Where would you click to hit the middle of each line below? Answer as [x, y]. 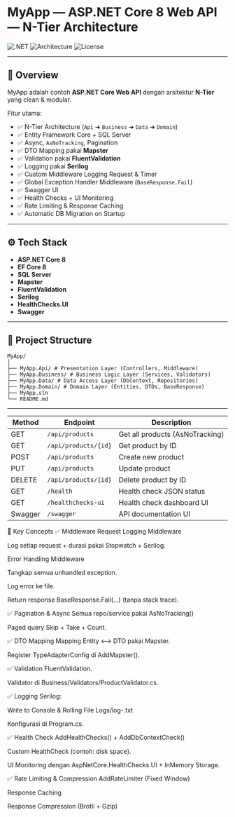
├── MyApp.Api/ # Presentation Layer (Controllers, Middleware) [103, 369]
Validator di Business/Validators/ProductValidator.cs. [83, 683]
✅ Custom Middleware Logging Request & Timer [87, 174]
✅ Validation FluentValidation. [50, 669]
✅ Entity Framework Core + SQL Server [74, 135]
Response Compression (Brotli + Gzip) [62, 806]
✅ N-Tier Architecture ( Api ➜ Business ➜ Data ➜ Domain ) [98, 126]
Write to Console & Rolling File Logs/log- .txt [70, 710]
